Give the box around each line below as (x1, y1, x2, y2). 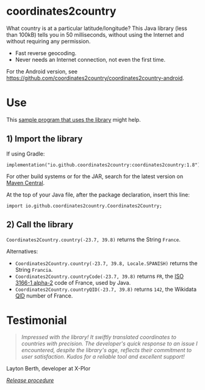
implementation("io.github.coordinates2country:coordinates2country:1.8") (6, 162, 201, 168)
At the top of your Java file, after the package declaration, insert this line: (6, 191, 190, 198)
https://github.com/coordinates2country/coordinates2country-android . (6, 74, 184, 81)
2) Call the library (6, 219, 74, 230)
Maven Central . (6, 179, 45, 186)
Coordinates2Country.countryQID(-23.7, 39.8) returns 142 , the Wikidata (15, 285, 197, 293)
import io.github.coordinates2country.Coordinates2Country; (6, 203, 163, 209)
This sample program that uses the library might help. (6, 116, 142, 123)
